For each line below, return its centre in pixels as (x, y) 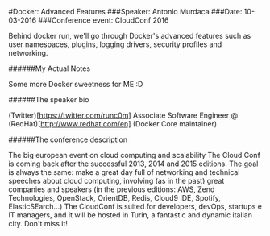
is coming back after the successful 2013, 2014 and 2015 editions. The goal (133, 164)
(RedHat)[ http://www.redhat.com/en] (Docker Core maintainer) (113, 124)
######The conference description (68, 139)
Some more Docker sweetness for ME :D (76, 84)
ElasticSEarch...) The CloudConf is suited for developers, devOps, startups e (135, 206)
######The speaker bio (49, 99)
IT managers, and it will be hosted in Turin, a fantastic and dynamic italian (130, 215)
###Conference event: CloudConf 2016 (104, 20)
